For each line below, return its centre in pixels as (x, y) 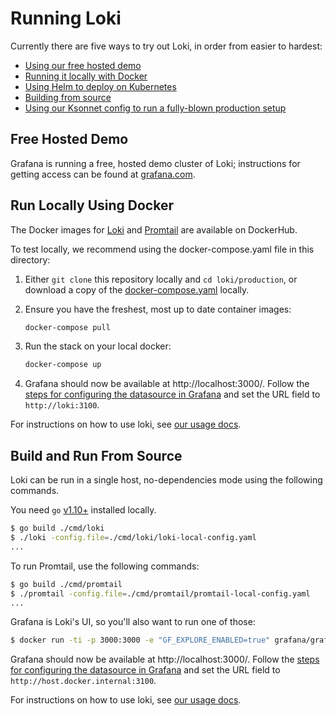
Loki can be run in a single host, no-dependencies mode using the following (166, 480)
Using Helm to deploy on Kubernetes (100, 86)
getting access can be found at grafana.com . (103, 174)
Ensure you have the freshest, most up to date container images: (158, 309)
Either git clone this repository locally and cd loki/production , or (161, 279)
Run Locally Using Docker (92, 205)
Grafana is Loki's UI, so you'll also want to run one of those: (133, 622)
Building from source (68, 97)
